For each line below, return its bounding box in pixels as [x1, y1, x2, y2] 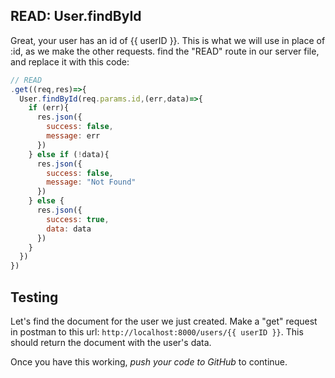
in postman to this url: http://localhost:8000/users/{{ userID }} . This [10, 326, 304, 338]
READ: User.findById [10, 8, 142, 25]
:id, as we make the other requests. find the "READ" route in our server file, [10, 45, 320, 57]
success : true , [46, 214, 110, 224]
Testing [10, 289, 59, 306]
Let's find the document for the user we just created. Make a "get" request [10, 315, 318, 327]
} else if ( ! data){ [28, 149, 110, 159]
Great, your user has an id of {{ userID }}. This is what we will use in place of [10, 34, 326, 46]
